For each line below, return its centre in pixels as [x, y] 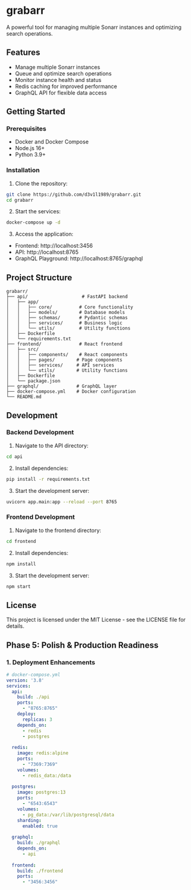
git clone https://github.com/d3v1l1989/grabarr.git [74, 194]
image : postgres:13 [42, 792]
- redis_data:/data [46, 776]
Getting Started [36, 112]
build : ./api [33, 697]
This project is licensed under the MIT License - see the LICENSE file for [96, 620]
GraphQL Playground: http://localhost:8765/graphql [79, 259]
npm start [19, 586]
